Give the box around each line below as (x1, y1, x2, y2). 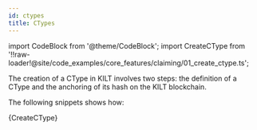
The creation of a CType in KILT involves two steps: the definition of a (8, 73, 237, 83)
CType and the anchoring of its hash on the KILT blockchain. (8, 81, 208, 92)
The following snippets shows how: (8, 97, 125, 107)
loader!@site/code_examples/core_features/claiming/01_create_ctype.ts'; (8, 57, 249, 68)
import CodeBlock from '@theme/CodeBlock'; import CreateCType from (8, 41, 246, 50)
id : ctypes (8, 11, 45, 20)
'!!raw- (8, 49, 30, 59)
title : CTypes (8, 19, 56, 27)
